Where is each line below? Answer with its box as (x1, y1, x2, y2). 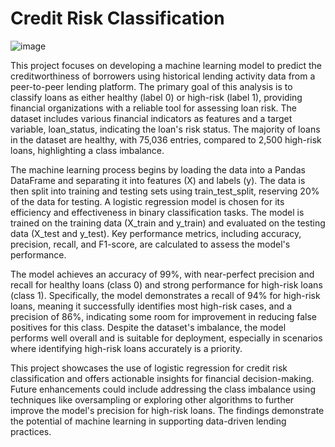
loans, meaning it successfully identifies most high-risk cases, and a (10, 300, 293, 312)
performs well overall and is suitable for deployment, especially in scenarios (10, 332, 323, 344)
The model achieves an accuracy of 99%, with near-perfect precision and (10, 268, 315, 280)
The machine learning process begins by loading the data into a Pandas (10, 163, 306, 176)
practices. (10, 425, 52, 437)
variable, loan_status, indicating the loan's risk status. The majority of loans (10, 123, 321, 135)
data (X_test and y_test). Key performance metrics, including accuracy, (10, 227, 302, 239)
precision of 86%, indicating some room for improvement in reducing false (10, 310, 318, 322)
